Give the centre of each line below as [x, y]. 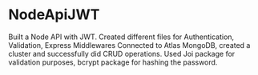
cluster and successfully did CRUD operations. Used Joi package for [122, 53]
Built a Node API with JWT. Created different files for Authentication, [121, 37]
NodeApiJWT [54, 15]
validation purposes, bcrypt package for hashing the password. [113, 62]
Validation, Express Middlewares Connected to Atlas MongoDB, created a [129, 45]
